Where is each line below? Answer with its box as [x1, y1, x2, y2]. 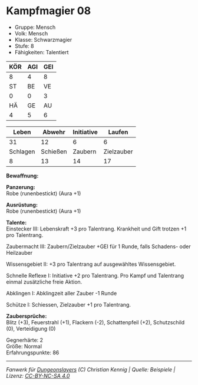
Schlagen [9, 147, 35, 156]
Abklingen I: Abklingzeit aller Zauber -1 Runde [6, 289, 117, 297]
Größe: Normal [6, 343, 42, 350]
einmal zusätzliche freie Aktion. [6, 278, 82, 285]
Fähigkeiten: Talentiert [14, 48, 69, 55]
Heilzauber [6, 249, 33, 256]
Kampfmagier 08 [6, 4, 91, 18]
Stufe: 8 [14, 42, 34, 50]
